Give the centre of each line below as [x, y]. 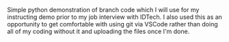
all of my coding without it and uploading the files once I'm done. [98, 31]
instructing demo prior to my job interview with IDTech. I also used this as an [114, 17]
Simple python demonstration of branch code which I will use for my [103, 10]
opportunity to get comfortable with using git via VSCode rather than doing [113, 24]
